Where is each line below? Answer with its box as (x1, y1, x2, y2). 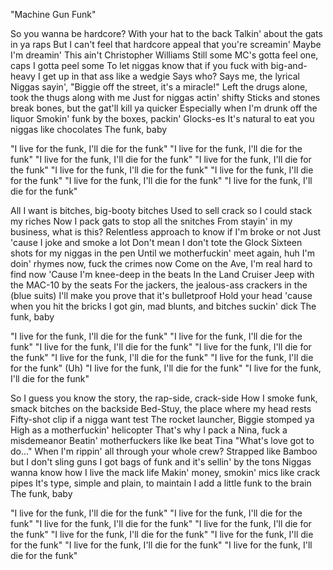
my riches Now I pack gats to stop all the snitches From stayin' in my (10, 215, 293, 227)
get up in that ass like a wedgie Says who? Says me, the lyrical (42, 70, 300, 82)
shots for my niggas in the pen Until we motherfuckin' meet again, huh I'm (10, 247, 316, 259)
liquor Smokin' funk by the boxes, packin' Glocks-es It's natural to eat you (10, 113, 315, 124)
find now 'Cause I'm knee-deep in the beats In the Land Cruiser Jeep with (10, 269, 315, 280)
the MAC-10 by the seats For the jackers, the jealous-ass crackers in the (10, 279, 308, 291)
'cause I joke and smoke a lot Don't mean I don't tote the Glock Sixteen (10, 237, 303, 248)
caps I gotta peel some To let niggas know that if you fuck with (10, 60, 269, 71)
